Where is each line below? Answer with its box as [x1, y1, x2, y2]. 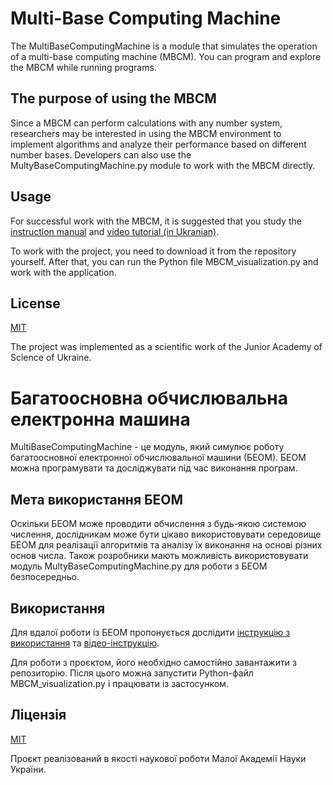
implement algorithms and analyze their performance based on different [10, 138, 307, 150]
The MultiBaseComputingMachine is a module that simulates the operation [10, 40, 318, 52]
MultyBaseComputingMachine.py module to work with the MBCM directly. [10, 159, 316, 171]
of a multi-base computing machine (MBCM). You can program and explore [10, 50, 322, 62]
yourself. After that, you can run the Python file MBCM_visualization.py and [10, 255, 319, 267]
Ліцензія [10, 707, 67, 724]
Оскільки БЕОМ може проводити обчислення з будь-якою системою [10, 518, 307, 530]
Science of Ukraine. [10, 352, 92, 364]
